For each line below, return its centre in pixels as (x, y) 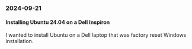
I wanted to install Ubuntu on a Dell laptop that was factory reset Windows (96, 35)
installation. (20, 41)
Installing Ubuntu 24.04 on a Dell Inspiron (58, 22)
